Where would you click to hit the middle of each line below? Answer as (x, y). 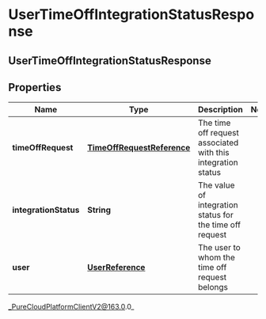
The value (216, 185)
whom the (216, 257)
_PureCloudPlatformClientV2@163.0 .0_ (71, 307)
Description (220, 110)
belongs (213, 287)
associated (218, 142)
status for (215, 215)
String (99, 210)
